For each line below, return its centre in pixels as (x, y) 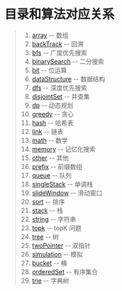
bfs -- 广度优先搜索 (60, 53)
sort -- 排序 (48, 201)
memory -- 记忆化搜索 (64, 149)
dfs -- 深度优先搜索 (60, 88)
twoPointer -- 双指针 (61, 245)
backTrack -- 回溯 (58, 43)
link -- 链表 (48, 131)
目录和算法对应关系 (60, 14)
